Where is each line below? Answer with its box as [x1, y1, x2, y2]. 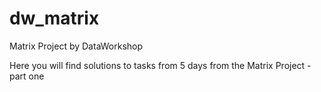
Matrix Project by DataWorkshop [9, 40, 144, 52]
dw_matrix [9, 7, 100, 30]
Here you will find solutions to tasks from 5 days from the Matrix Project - [9, 59, 312, 71]
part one [9, 70, 45, 82]
